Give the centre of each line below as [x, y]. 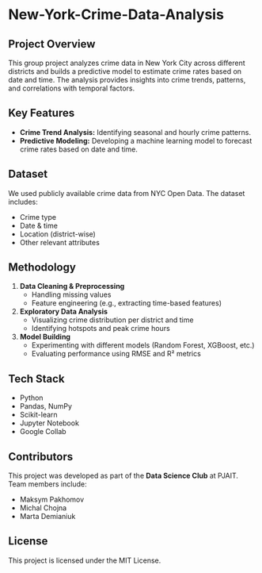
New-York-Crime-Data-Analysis [116, 15]
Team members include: [47, 484]
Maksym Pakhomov [52, 500]
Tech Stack [36, 379]
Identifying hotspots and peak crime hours [101, 329]
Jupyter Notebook [49, 423]
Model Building [45, 337]
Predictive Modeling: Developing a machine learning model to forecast [136, 140]
